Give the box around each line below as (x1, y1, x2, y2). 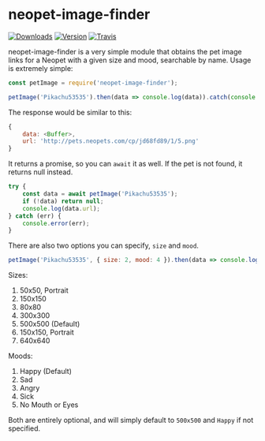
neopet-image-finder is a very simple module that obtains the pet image (8, 47, 242, 56)
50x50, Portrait (19, 286, 69, 295)
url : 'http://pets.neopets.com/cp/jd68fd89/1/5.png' (22, 137, 200, 145)
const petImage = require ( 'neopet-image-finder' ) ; (8, 79, 178, 87)
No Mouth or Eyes (19, 400, 79, 409)
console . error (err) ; (22, 219, 90, 227)
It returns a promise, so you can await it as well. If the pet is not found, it (8, 159, 243, 169)
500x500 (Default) (19, 320, 80, 329)
